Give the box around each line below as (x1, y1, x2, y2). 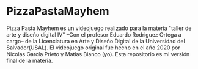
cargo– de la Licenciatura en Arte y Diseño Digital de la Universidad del (6, 37, 185, 45)
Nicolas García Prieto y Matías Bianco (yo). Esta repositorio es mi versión (6, 50, 190, 57)
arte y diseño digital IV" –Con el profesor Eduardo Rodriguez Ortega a (6, 31, 182, 38)
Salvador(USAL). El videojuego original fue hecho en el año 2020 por (6, 44, 180, 51)
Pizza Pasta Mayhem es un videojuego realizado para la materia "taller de (6, 24, 192, 32)
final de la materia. (6, 57, 53, 64)
